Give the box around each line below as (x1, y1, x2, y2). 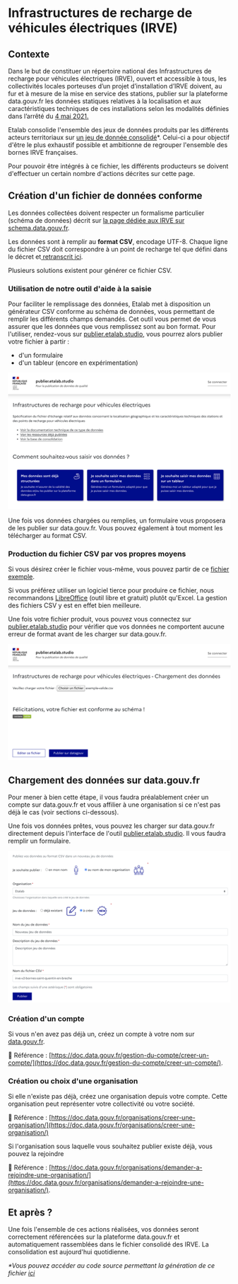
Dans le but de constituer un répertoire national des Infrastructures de (8, 67, 212, 75)
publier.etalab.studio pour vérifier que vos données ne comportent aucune (8, 622, 225, 631)
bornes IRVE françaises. (8, 148, 78, 156)
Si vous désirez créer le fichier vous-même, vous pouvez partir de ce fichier (8, 565, 230, 573)
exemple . (8, 573, 35, 580)
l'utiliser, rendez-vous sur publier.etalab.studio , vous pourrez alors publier (8, 330, 223, 339)
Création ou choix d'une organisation (8, 1076, 138, 1086)
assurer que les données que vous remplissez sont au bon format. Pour (8, 322, 216, 331)
